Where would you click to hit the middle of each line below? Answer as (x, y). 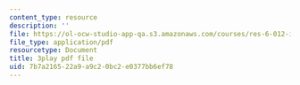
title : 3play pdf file (51, 58)
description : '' (39, 26)
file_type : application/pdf (62, 42)
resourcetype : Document (54, 50)
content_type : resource (54, 17)
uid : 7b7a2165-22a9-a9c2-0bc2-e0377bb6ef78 (92, 67)
